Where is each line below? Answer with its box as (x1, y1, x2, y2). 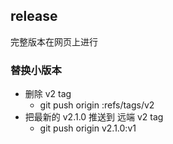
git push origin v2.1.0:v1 (39, 122, 137, 134)
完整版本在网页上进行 (10, 35, 98, 48)
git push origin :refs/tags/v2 (39, 99, 155, 111)
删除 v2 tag (24, 88, 72, 100)
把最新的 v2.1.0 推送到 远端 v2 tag (24, 111, 164, 123)
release (10, 8, 58, 25)
